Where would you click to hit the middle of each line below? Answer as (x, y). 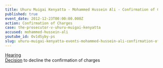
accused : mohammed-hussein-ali (37, 32)
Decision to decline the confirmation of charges (53, 60)
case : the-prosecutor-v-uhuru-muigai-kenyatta (53, 28)
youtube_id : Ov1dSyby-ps (30, 37)
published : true (21, 14)
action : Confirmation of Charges (39, 23)
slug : (10, 41)
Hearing (13, 55)
